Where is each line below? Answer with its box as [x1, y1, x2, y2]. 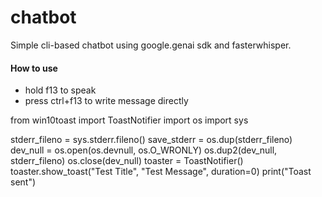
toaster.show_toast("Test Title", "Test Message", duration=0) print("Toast [10, 166, 312, 178]
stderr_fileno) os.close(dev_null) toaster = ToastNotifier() [10, 155, 244, 167]
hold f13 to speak [24, 84, 97, 96]
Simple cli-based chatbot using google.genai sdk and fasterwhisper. [10, 39, 292, 51]
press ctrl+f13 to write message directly [24, 95, 189, 107]
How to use [10, 62, 58, 74]
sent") [10, 176, 37, 188]
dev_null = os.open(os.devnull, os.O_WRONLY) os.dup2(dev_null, [10, 144, 278, 156]
